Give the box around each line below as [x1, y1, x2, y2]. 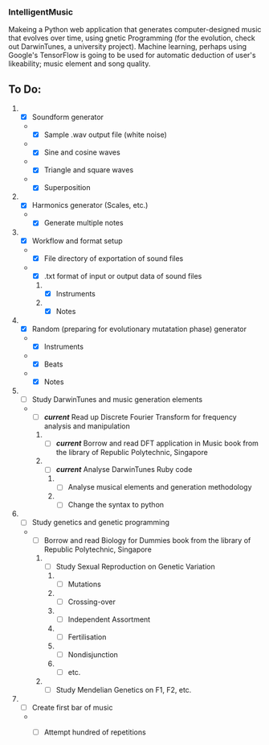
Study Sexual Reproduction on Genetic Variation [55, 561, 215, 571]
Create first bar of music [31, 703, 113, 713]
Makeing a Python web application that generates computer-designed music [8, 25, 262, 35]
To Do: [8, 82, 42, 96]
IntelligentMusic [8, 6, 74, 18]
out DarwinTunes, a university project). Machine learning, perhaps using [8, 42, 247, 52]
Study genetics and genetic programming [31, 518, 170, 528]
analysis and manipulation [43, 421, 130, 431]
